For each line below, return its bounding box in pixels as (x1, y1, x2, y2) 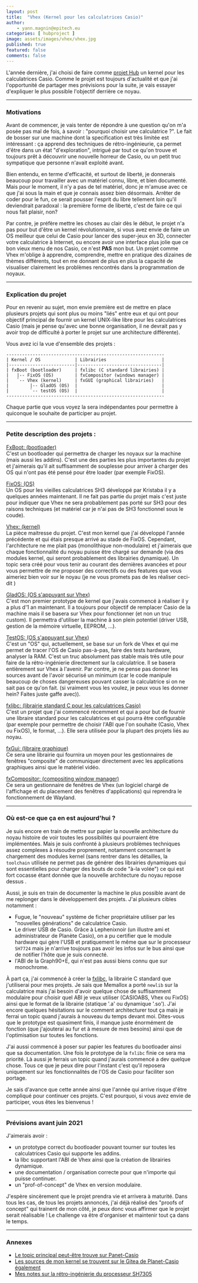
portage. (6, 1074, 27, 1081)
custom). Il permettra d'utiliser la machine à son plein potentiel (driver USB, (6, 616, 189, 623)
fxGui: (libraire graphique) (6, 744, 69, 751)
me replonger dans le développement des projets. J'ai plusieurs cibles (6, 895, 177, 902)
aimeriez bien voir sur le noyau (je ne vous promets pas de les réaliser (6, 573, 177, 580)
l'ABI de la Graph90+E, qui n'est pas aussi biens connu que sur (14, 957, 168, 964)
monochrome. (14, 963, 49, 970)
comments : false (6, 53, 46, 59)
